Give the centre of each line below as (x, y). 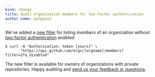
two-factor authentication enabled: (40, 38)
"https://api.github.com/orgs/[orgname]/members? (72, 51)
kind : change (18, 10)
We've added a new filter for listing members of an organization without (77, 33)
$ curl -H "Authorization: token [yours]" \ (51, 47)
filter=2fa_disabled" (27, 55)
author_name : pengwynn (28, 19)
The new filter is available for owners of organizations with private (72, 64)
